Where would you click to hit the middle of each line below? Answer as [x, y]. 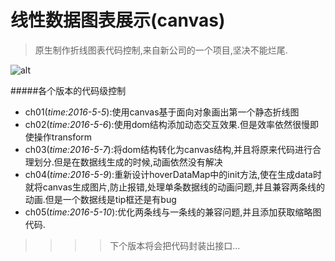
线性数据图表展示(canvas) [118, 20]
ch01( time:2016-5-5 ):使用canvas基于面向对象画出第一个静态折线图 [162, 112]
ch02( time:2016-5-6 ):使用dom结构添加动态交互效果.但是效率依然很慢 [167, 124]
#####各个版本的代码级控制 [68, 90]
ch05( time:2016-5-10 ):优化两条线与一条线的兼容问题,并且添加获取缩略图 [173, 212]
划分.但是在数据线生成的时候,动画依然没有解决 [128, 162]
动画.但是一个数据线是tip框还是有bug [100, 199]
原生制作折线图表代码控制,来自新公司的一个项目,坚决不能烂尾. [161, 50]
